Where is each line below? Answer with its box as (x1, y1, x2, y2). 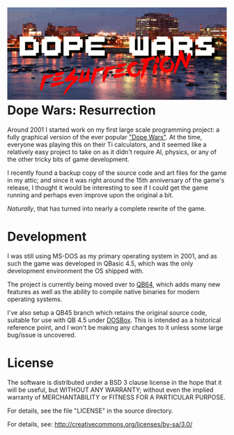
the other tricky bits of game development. (7, 155, 130, 164)
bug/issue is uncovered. (7, 331, 77, 339)
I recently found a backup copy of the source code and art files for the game (7, 169, 227, 177)
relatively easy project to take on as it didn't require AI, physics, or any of (7, 148, 217, 156)
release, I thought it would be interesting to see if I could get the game (7, 183, 209, 192)
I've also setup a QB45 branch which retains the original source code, (7, 309, 208, 317)
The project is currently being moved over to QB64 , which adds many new (7, 280, 221, 289)
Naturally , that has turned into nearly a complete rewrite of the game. (7, 204, 207, 213)
